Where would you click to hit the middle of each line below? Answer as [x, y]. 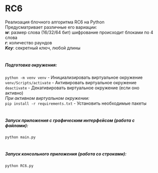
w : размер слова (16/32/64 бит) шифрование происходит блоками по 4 [79, 32]
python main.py [20, 137]
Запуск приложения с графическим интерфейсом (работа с [70, 120]
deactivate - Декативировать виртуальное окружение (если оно [72, 88]
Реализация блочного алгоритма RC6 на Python [55, 22]
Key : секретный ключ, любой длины [43, 48]
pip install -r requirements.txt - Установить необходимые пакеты [76, 103]
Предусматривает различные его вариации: [51, 27]
